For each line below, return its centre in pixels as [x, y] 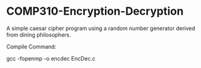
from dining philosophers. [39, 34]
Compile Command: [31, 47]
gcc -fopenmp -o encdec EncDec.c [51, 58]
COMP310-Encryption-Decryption [95, 11]
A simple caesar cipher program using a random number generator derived [101, 28]
